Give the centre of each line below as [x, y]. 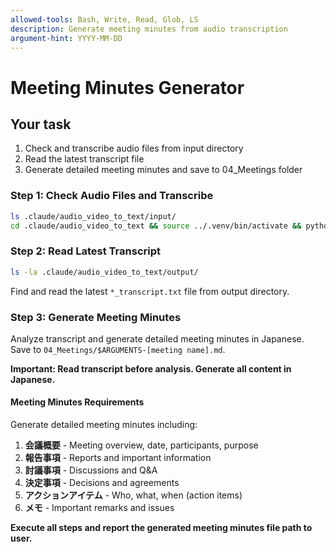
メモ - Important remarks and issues [99, 508]
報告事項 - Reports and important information [118, 458]
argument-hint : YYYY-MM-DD [66, 38]
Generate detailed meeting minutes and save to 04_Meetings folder [163, 170]
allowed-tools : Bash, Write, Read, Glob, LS [104, 19]
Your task [41, 124]
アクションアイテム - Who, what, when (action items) [133, 495]
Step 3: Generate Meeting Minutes [96, 317]
